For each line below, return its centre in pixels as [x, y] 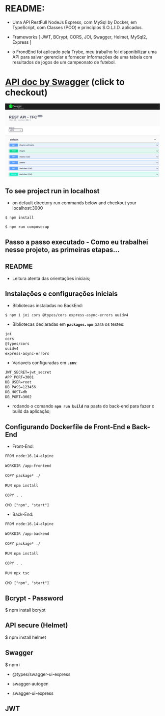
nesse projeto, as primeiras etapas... [62, 250]
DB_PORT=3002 [18, 397]
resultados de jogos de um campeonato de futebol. [64, 62]
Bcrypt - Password [34, 598]
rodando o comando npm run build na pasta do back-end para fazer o [83, 406]
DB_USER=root [18, 382]
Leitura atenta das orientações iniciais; [51, 278]
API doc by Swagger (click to [65, 82]
